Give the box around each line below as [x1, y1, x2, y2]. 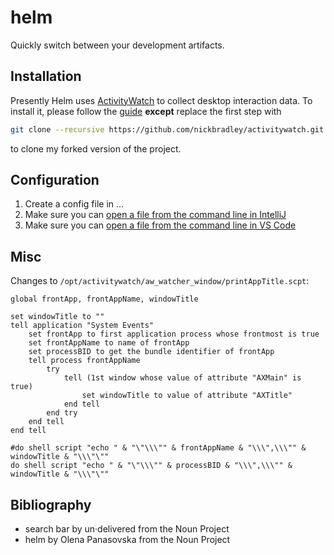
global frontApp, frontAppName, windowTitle [10, 294, 199, 305]
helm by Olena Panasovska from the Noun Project [24, 534, 231, 546]
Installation [10, 68, 82, 85]
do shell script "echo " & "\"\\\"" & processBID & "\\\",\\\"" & [10, 461, 293, 471]
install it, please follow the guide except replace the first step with [10, 105, 282, 117]
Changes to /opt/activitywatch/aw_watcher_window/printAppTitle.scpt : [10, 275, 310, 287]
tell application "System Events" [10, 321, 155, 331]
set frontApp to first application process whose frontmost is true [28, 329, 320, 340]
